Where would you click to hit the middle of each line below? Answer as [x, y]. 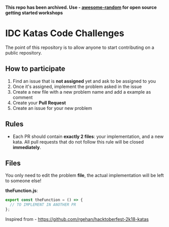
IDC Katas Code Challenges [65, 33]
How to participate [35, 69]
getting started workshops [34, 13]
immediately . [27, 147]
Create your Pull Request [39, 103]
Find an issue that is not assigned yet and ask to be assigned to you [84, 81]
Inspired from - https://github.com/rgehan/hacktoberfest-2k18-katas [77, 219]
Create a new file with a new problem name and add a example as [82, 92]
